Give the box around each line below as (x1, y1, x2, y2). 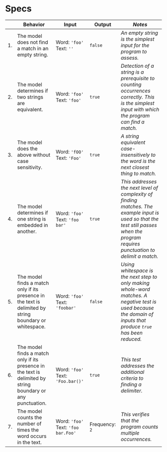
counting (121, 81, 142, 88)
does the (17, 145, 38, 152)
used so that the (121, 215, 159, 222)
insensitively (121, 151, 150, 158)
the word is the (121, 157, 156, 164)
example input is (121, 209, 159, 216)
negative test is (121, 298, 157, 305)
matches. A (121, 292, 148, 299)
